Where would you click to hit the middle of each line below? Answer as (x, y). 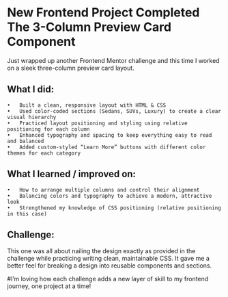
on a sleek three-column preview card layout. (71, 68)
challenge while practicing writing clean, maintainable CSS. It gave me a (109, 259)
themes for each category (44, 153)
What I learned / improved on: (72, 174)
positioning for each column (48, 129)
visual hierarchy (32, 117)
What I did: (31, 89)
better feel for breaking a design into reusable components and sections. (110, 266)
